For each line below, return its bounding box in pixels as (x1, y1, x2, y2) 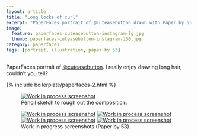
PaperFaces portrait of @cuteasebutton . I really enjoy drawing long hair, (6, 63, 182, 70)
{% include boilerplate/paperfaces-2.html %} (6, 81, 117, 88)
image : (6, 25, 23, 31)
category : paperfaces (6, 42, 60, 48)
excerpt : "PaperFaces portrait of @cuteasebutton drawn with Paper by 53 (6, 20, 193, 25)
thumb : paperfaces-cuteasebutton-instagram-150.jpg (11, 36, 142, 42)
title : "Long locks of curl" (6, 14, 78, 20)
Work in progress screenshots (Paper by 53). (21, 122, 131, 130)
